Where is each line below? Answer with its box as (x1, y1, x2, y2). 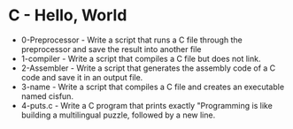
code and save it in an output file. (20, 72, 143, 82)
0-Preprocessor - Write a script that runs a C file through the (20, 34, 243, 45)
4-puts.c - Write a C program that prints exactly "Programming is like (20, 100, 274, 110)
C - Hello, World (8, 5, 127, 26)
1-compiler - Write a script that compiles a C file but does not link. (20, 53, 261, 64)
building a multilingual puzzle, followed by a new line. (20, 110, 216, 120)
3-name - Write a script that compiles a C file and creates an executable (20, 81, 285, 92)
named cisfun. (20, 90, 74, 102)
